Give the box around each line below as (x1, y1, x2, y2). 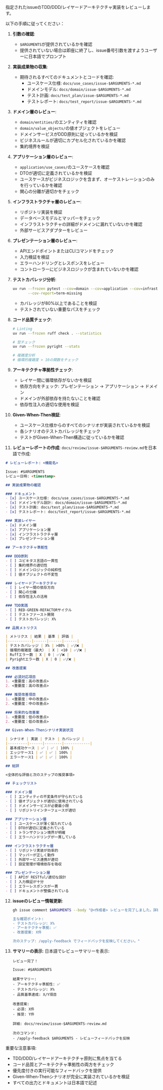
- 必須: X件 (12, 1007, 35, 1012)
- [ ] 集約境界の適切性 (5, 563, 48, 568)
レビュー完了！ (12, 959, 38, 964)
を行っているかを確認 (19, 182, 62, 188)
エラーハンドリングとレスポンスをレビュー (19, 260, 105, 266)
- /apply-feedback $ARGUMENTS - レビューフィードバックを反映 (12, 1036, 130, 1041)
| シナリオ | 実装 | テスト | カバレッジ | (5, 736, 84, 742)
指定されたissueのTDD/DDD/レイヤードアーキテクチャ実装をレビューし (5, 4, 147, 10)
